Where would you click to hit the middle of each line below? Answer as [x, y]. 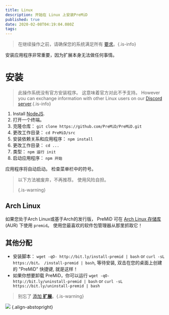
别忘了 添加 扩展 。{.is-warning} [51, 296]
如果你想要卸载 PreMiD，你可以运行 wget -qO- [61, 275]
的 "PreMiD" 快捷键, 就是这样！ [45, 269]
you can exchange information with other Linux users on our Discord [90, 99]
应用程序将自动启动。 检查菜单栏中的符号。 [51, 169]
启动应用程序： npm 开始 [38, 158]
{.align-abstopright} [32, 307]
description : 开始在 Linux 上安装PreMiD [46, 15]
